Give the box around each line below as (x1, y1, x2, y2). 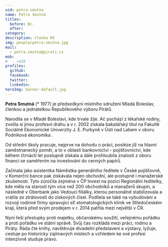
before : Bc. (10, 21, 35, 27)
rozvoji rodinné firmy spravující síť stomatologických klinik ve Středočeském (5, 199, 162, 205)
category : (5, 31, 26, 36)
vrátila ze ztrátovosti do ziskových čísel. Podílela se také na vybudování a (5, 194, 156, 200)
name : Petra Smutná (5, 12, 46, 17)
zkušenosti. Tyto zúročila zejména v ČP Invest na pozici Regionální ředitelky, (5, 178, 163, 184)
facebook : (10, 73, 30, 78)
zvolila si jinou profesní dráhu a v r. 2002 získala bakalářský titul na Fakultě (5, 121, 159, 127)
